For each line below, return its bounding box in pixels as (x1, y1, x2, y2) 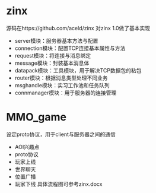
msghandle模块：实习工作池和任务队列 (14, 81, 110, 88)
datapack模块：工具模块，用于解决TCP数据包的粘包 (14, 67, 142, 74)
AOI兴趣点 (14, 143, 40, 150)
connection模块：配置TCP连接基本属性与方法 (14, 45, 126, 52)
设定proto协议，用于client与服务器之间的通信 (6, 131, 116, 138)
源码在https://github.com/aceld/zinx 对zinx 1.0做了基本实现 (6, 24, 151, 31)
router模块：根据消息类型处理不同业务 (14, 74, 108, 81)
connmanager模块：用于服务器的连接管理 (14, 89, 117, 96)
